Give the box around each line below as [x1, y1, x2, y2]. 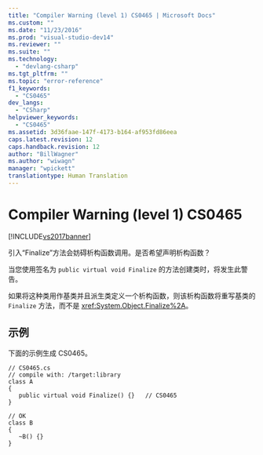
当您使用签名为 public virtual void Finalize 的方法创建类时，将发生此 [8, 264, 242, 274]
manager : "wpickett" [8, 165, 76, 173]
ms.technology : [8, 56, 58, 64]
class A [8, 377, 34, 385]
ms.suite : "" [8, 48, 51, 56]
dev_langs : [8, 99, 44, 107]
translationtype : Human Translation [8, 172, 128, 180]
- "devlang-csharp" [15, 63, 79, 71]
